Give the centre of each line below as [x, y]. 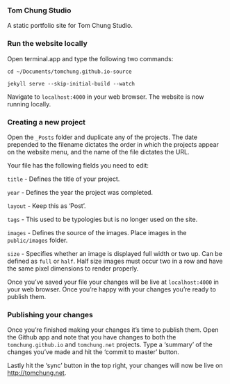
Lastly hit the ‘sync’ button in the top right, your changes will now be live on [115, 366]
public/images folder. [38, 240]
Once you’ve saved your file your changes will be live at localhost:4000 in [113, 282]
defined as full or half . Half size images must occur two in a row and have [115, 261]
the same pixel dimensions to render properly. [73, 268]
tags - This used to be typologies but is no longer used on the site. [102, 219]
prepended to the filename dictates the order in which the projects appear [113, 144]
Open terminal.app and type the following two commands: [90, 58]
